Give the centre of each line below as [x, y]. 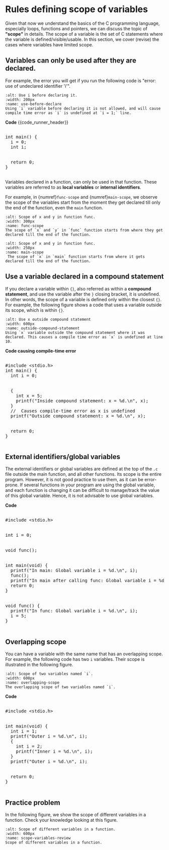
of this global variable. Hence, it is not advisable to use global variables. [80, 496]
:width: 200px [20, 99]
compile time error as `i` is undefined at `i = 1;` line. [68, 113]
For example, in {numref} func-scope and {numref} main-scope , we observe [81, 197]
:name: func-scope [24, 225]
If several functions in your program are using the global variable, [88, 485]
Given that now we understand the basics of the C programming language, [82, 23]
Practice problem [33, 802]
